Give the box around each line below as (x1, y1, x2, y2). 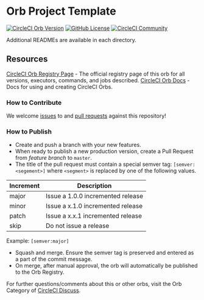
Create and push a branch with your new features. (15, 141, 141, 149)
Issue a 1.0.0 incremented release (45, 192, 144, 201)
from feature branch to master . (15, 154, 93, 162)
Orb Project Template (6, 4, 117, 18)
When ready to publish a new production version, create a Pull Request (15, 148, 194, 155)
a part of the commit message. (15, 255, 93, 263)
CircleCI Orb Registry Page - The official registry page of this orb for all (6, 70, 185, 77)
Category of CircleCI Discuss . (6, 287, 81, 294)
